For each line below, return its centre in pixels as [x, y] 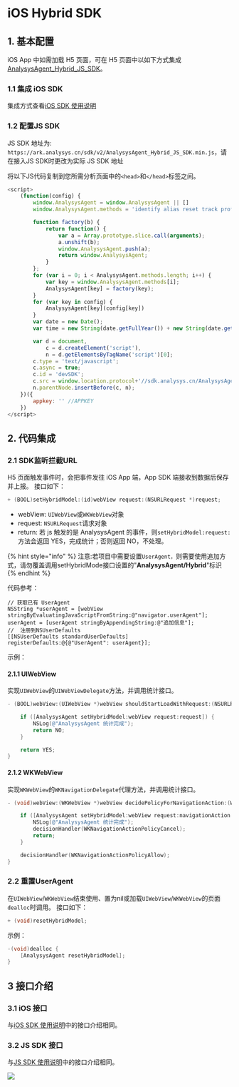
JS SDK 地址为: [30, 143]
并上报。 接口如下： [36, 486]
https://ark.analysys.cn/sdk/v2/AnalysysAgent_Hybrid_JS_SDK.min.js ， [114, 152]
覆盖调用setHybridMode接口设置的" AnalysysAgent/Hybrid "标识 [127, 565]
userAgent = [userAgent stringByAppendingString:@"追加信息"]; [101, 623]
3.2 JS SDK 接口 [35, 1045]
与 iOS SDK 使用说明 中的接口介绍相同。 [64, 1025]
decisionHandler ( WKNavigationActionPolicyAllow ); [95, 855]
